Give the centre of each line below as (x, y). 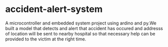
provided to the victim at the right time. (46, 39)
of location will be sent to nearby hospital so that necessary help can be (80, 33)
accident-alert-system (54, 9)
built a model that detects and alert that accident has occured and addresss (84, 28)
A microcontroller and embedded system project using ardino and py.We (81, 23)
